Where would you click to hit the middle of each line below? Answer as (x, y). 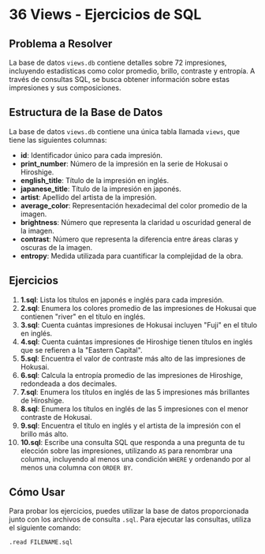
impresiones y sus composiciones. (65, 88)
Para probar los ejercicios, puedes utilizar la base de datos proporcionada (129, 511)
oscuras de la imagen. (56, 247)
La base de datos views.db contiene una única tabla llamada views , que (124, 131)
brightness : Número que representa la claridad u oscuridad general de (136, 222)
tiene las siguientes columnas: (58, 140)
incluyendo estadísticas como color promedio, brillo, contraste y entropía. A (132, 71)
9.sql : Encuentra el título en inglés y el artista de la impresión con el (131, 425)
